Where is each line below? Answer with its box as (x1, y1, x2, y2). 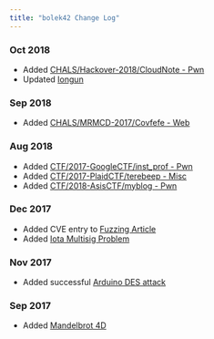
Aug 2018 (9, 140, 53, 153)
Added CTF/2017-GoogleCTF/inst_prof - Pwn (22, 160, 193, 171)
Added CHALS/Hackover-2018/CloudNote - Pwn (22, 64, 205, 75)
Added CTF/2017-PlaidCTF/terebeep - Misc (22, 170, 188, 181)
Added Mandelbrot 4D (22, 320, 107, 331)
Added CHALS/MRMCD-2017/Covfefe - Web (22, 118, 190, 128)
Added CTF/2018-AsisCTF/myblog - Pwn (22, 180, 178, 191)
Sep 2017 (9, 300, 52, 313)
